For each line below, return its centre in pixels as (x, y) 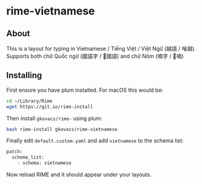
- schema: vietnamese (44, 163)
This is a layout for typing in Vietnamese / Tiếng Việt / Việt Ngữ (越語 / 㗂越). (101, 49)
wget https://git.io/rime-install (50, 107)
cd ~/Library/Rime (29, 101)
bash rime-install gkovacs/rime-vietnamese (62, 129)
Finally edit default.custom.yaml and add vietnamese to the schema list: (95, 141)
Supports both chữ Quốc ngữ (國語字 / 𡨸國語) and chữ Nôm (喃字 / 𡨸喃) (95, 56)
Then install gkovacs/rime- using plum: (54, 118)
